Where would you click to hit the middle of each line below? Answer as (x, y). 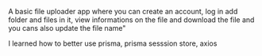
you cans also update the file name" (67, 28)
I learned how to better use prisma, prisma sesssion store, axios (113, 43)
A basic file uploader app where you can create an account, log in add (123, 11)
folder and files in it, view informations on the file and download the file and (131, 20)
